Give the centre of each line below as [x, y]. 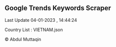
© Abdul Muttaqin [23, 39]
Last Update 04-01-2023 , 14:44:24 [41, 20]
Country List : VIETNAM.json [34, 30]
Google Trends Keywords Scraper [58, 8]
